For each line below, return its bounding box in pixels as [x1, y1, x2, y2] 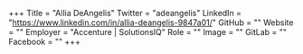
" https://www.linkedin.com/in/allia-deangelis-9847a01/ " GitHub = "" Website [8, 17, 294, 28]
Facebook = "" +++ [8, 36, 80, 47]
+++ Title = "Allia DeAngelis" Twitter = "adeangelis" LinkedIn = [8, 8, 241, 18]
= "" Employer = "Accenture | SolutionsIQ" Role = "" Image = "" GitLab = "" [8, 27, 287, 37]
